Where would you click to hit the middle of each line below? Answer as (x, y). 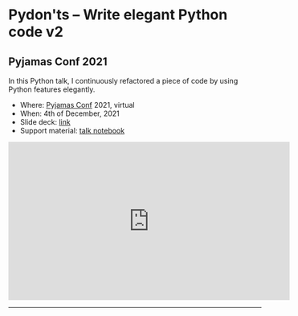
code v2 (36, 32)
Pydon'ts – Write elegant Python (118, 15)
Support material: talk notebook (72, 131)
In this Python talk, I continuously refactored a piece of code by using (123, 81)
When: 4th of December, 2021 (70, 113)
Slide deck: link (45, 122)
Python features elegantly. (52, 89)
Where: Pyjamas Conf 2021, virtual (77, 105)
